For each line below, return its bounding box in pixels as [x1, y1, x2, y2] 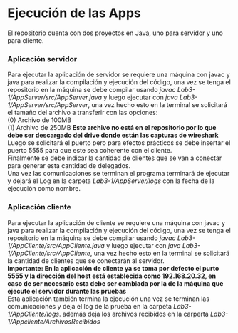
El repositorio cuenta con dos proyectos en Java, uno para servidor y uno [7, 29, 223, 37]
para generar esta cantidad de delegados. [7, 161, 131, 170]
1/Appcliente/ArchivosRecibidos [7, 317, 100, 326]
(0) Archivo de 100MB [7, 116, 72, 124]
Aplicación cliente [7, 202, 71, 212]
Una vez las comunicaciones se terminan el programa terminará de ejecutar [7, 169, 230, 178]
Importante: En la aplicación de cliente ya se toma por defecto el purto [7, 264, 219, 272]
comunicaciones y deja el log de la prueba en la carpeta [7, 302, 172, 310]
